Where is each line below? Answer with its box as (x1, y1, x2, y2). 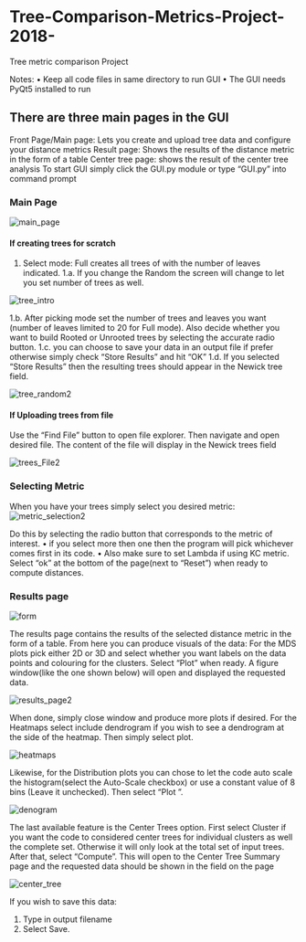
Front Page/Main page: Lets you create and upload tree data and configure (9, 134, 291, 145)
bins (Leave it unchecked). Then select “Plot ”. (9, 787, 184, 798)
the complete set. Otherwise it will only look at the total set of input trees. (9, 841, 285, 852)
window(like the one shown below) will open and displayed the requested (9, 667, 286, 678)
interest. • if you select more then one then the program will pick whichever (9, 537, 294, 549)
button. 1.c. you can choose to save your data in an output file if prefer (9, 342, 274, 353)
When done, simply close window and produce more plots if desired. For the (9, 713, 297, 724)
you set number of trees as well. (22, 277, 144, 289)
